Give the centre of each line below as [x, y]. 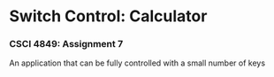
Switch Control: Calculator [108, 16]
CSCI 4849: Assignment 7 [66, 44]
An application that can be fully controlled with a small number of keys [137, 63]
